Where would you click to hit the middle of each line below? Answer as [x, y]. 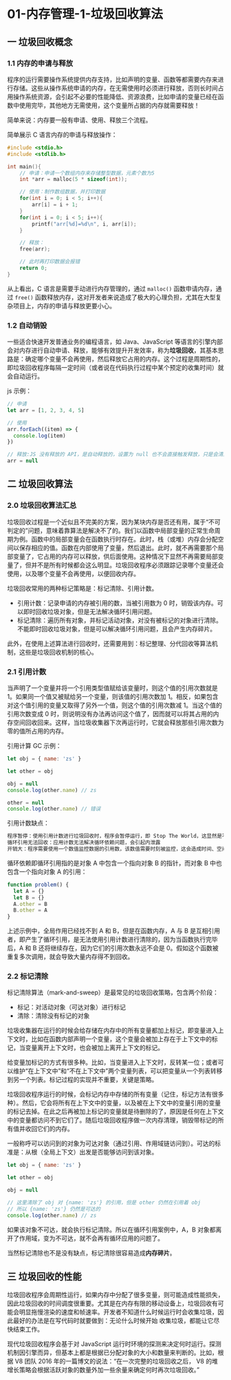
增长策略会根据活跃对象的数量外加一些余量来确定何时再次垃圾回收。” [103, 1370]
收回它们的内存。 [49, 1129]
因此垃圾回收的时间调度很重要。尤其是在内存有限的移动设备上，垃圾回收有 [112, 1303]
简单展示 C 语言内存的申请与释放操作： [63, 135]
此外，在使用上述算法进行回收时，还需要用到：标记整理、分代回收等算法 [109, 643]
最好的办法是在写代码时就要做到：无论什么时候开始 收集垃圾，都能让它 [113, 1320]
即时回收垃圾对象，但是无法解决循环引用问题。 [89, 611]
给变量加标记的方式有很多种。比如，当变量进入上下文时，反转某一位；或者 [112, 1063]
